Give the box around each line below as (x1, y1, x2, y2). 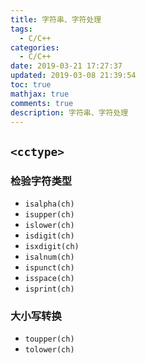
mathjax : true (10, 89, 70, 99)
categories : (10, 42, 60, 53)
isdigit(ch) (24, 231, 75, 241)
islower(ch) (24, 221, 75, 231)
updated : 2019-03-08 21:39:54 (10, 71, 137, 81)
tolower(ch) (24, 345, 75, 355)
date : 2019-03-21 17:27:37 (10, 61, 123, 71)
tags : (10, 24, 33, 34)
